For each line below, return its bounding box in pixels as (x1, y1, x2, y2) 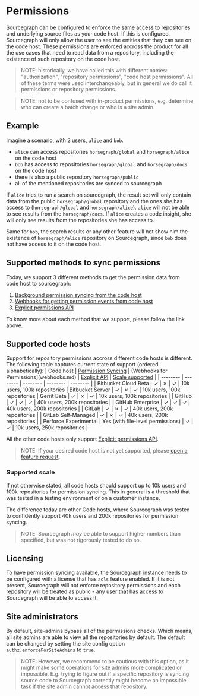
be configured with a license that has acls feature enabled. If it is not (6, 575, 175, 583)
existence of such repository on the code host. (6, 55, 121, 62)
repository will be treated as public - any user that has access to (6, 588, 163, 595)
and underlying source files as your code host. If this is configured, (6, 30, 170, 37)
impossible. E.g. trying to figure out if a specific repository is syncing (20, 670, 189, 678)
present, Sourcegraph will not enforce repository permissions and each (6, 582, 181, 589)
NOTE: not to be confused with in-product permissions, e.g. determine (20, 97, 194, 105)
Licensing (6, 553, 43, 564)
